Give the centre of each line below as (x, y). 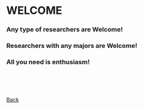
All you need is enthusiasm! (48, 62)
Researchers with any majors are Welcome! (72, 46)
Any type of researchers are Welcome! (65, 30)
